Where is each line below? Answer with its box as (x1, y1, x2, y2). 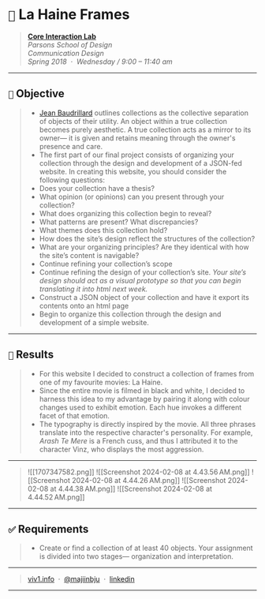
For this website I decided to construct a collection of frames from (39, 369, 255, 378)
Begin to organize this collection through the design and (39, 309, 222, 319)
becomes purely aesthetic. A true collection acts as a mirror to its (39, 125, 252, 134)
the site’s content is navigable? (39, 250, 140, 260)
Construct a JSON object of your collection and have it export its (39, 292, 250, 301)
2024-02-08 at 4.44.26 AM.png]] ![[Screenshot (72, 475, 226, 485)
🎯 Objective (8, 87, 65, 100)
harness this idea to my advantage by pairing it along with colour (39, 394, 250, 403)
